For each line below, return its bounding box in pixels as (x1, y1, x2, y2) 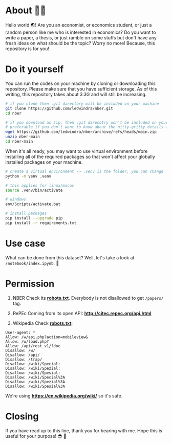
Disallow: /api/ (5, 352, 40, 358)
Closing (5, 410, 39, 422)
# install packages (5, 211, 47, 216)
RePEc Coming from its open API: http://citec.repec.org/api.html (12, 310, 152, 316)
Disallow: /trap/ (5, 357, 42, 362)
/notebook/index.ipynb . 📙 (5, 260, 59, 266)
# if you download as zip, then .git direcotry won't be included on (5, 120, 157, 125)
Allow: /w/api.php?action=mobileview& (5, 335, 88, 340)
